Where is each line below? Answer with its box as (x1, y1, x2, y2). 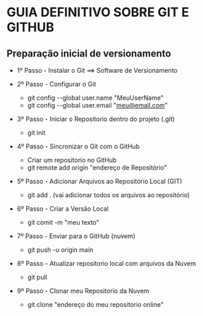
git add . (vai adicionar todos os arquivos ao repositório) (27, 191, 190, 199)
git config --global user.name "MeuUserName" (27, 93, 164, 102)
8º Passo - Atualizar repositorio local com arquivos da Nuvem (16, 259, 197, 267)
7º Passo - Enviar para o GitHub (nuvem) (16, 232, 135, 240)
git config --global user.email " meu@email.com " (27, 101, 168, 110)
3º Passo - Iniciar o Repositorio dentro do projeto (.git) (16, 115, 176, 123)
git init (27, 129, 46, 136)
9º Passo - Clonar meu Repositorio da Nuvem (16, 287, 149, 295)
